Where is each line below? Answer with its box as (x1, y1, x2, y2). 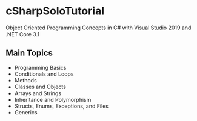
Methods (14, 76, 37, 84)
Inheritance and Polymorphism (14, 96, 92, 103)
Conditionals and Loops (14, 70, 74, 78)
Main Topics (5, 48, 53, 58)
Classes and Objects (14, 83, 66, 90)
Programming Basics (14, 64, 67, 71)
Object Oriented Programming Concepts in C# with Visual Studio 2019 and (5, 24, 192, 31)
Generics (14, 108, 38, 116)
